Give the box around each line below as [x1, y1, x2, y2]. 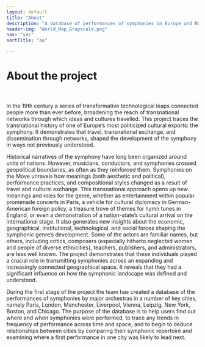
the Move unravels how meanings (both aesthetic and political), [6, 172, 166, 180]
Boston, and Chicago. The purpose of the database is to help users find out [6, 307, 196, 315]
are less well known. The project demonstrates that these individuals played [6, 250, 197, 257]
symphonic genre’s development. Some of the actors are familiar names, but [6, 230, 198, 238]
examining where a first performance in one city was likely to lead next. [6, 334, 186, 341]
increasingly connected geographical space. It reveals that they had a [6, 263, 182, 271]
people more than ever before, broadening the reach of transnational [6, 108, 179, 116]
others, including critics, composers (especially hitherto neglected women [6, 237, 193, 244]
